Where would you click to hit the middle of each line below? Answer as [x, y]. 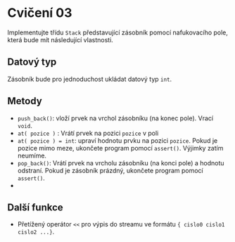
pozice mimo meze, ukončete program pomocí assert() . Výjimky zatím [120, 148]
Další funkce [35, 207]
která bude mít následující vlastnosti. [61, 39]
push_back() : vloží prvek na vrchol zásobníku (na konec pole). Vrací [115, 118]
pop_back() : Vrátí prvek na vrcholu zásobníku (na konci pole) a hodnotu [121, 163]
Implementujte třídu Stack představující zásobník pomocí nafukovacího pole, [118, 32]
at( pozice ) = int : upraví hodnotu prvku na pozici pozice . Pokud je [118, 140]
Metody [25, 101]
